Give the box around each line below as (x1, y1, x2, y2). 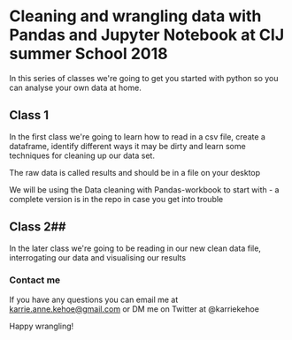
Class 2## (9, 219, 66, 235)
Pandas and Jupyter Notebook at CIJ (9, 25, 285, 45)
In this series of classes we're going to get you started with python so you (9, 72, 279, 83)
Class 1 (9, 108, 49, 123)
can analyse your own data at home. (9, 82, 142, 93)
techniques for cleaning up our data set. (9, 150, 155, 161)
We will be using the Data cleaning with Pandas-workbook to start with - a (9, 184, 280, 195)
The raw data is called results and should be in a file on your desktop (9, 167, 261, 178)
